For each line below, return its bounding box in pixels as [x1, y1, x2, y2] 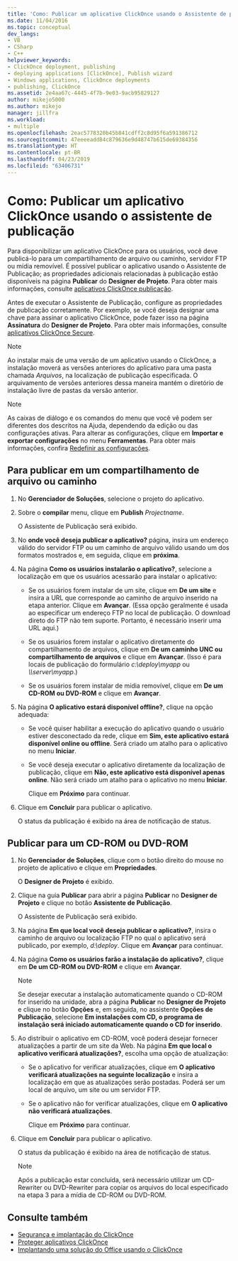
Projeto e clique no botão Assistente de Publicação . [17, 899, 172, 907]
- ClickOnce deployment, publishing [7, 63, 115, 70]
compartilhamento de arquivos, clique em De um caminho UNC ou [28, 644, 223, 654]
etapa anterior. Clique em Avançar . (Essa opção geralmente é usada [28, 601, 229, 610]
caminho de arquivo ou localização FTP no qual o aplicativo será [17, 933, 207, 942]
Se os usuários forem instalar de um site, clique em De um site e [28, 585, 217, 594]
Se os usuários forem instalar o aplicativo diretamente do [28, 637, 195, 646]
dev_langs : [7, 30, 40, 38]
